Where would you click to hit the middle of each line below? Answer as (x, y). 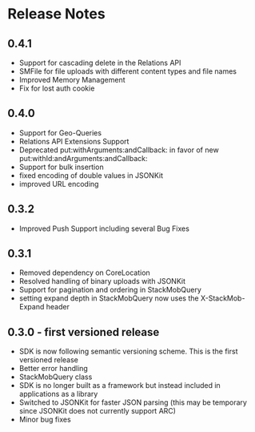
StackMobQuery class (56, 377)
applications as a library (58, 394)
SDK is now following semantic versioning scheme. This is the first (128, 351)
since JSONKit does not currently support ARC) (98, 411)
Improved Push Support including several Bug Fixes (104, 228)
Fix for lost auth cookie (57, 88)
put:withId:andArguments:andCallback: (84, 158)
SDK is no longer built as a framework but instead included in (120, 386)
